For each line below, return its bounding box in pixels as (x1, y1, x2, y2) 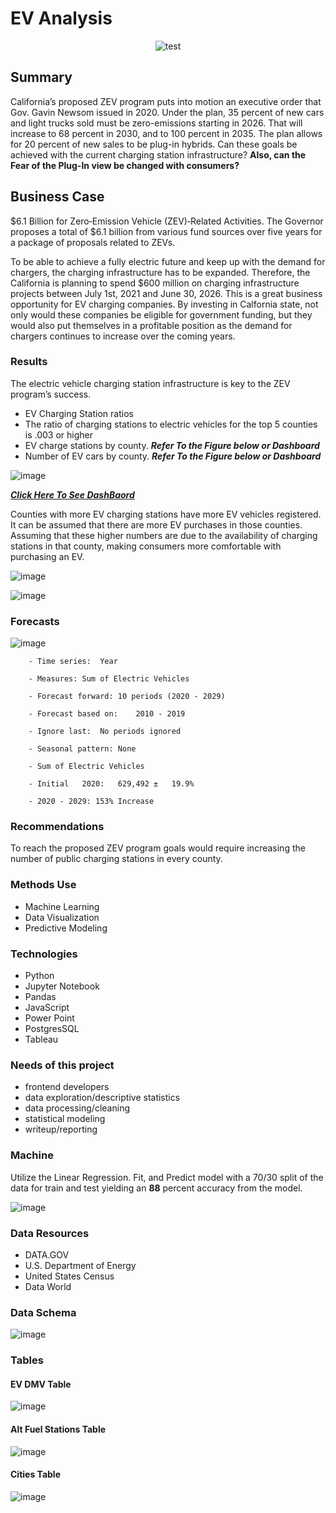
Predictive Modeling (24, 922, 108, 934)
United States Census (24, 1270, 115, 1282)
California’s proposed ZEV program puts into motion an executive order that (10, 95, 322, 107)
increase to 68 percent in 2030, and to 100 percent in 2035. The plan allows (10, 127, 323, 139)
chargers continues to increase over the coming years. (10, 330, 236, 342)
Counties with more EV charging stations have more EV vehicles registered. (10, 508, 322, 520)
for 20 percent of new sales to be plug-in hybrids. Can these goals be (10, 138, 298, 150)
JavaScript (24, 1002, 70, 1014)
